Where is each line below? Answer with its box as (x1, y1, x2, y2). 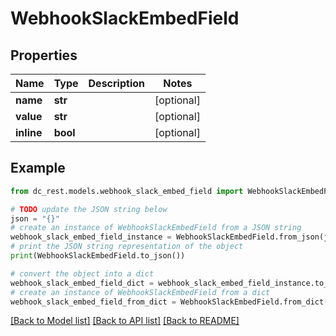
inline (15, 126, 43, 139)
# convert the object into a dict (10, 268, 155, 279)
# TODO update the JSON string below (10, 204, 168, 214)
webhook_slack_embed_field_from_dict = (10, 297, 177, 307)
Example (10, 160, 66, 177)
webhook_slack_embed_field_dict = (10, 278, 155, 288)
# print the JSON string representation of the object (10, 242, 244, 252)
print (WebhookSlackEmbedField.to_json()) (10, 251, 186, 261)
